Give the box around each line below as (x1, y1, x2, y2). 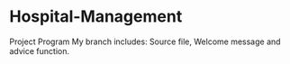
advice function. (9, 45, 70, 56)
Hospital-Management (9, 6, 183, 27)
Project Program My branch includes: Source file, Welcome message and (9, 36, 281, 47)
